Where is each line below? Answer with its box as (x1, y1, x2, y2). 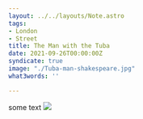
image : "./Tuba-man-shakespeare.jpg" (8, 65, 136, 73)
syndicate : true (8, 57, 63, 66)
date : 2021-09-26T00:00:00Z (8, 49, 103, 57)
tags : (8, 19, 27, 28)
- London (8, 27, 38, 35)
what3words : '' (8, 72, 60, 80)
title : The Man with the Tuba (8, 42, 111, 50)
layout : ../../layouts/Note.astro (8, 11, 125, 20)
